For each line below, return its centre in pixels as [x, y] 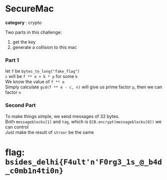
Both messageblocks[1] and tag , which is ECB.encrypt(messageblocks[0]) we [83, 121]
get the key [24, 42]
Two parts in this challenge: [33, 32]
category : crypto [23, 22]
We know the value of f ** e [35, 82]
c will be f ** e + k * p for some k [41, 76]
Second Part [20, 105]
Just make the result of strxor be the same [49, 132]
